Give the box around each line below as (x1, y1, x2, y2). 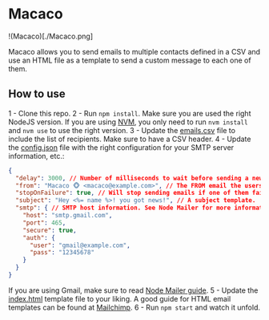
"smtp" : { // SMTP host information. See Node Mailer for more (15, 204, 231, 213)
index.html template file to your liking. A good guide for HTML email (8, 294, 231, 303)
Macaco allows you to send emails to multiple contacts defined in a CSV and (8, 47, 261, 56)
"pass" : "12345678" (29, 249, 94, 257)
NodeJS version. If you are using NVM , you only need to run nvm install (8, 117, 248, 127)
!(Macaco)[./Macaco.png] (8, 31, 94, 41)
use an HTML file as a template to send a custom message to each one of (8, 55, 251, 65)
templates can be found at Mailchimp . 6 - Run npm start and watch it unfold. (8, 302, 260, 312)
